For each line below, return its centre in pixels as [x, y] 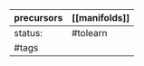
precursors [38, 18]
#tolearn [89, 33]
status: [29, 33]
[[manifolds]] [101, 18]
